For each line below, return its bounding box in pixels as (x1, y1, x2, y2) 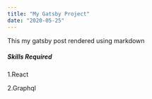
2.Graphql (7, 84, 37, 93)
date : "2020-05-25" (7, 17, 65, 24)
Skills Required (7, 52, 52, 61)
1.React (7, 70, 29, 78)
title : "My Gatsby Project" (7, 10, 90, 18)
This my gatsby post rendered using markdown (7, 36, 145, 45)
